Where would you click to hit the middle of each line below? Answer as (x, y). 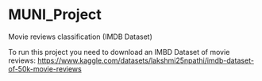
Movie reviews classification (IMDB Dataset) (80, 37)
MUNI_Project (55, 15)
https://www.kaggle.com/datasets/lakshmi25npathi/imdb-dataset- (145, 60)
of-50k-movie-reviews (45, 68)
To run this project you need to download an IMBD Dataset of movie (119, 52)
